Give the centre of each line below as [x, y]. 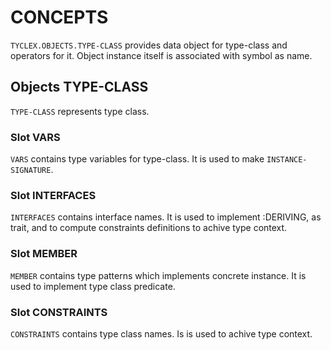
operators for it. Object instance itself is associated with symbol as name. [161, 55]
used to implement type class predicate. [93, 286]
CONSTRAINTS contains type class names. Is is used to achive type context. [161, 333]
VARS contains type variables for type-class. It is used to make [137, 159]
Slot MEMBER [44, 254]
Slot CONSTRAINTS [59, 312]
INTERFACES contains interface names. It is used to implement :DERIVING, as [166, 217]
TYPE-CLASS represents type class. [80, 111]
